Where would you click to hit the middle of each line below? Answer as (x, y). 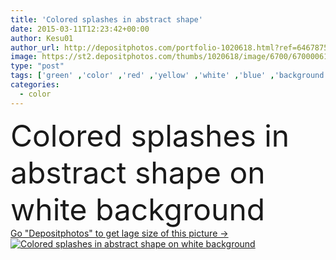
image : (24, 57)
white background (138, 209)
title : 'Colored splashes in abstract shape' (106, 19)
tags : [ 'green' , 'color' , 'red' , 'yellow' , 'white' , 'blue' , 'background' (169, 76)
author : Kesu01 (42, 38)
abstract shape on (138, 172)
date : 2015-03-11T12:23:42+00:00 (80, 29)
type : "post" (37, 66)
